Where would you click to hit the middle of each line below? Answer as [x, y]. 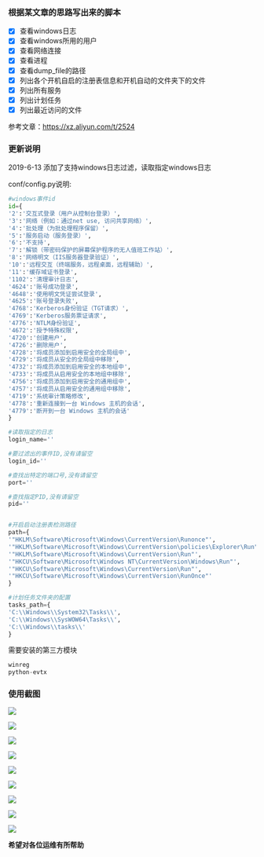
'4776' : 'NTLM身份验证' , [44, 324]
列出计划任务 [40, 100]
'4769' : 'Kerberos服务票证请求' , [58, 316]
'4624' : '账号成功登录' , [43, 287]
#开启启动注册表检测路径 [42, 525]
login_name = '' [31, 440]
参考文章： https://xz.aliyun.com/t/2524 [71, 126]
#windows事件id [32, 199]
